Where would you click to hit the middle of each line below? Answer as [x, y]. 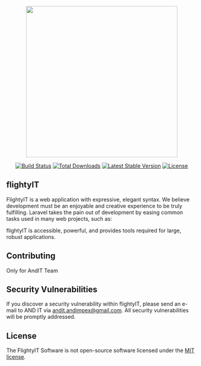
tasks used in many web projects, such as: [59, 218]
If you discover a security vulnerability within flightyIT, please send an [94, 304]
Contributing [31, 256]
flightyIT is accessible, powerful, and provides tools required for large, [94, 230]
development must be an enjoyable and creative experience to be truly [94, 206]
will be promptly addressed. [41, 317]
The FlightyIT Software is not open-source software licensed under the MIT [100, 350]
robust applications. [31, 237]
